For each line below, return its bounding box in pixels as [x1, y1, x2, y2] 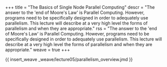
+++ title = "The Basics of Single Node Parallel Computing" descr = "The [5, 4, 155, 10]
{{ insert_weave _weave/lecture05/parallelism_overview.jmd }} [5, 56, 133, 62]
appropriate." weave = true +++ [5, 47, 70, 52]
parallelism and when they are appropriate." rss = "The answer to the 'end [5, 25, 157, 31]
